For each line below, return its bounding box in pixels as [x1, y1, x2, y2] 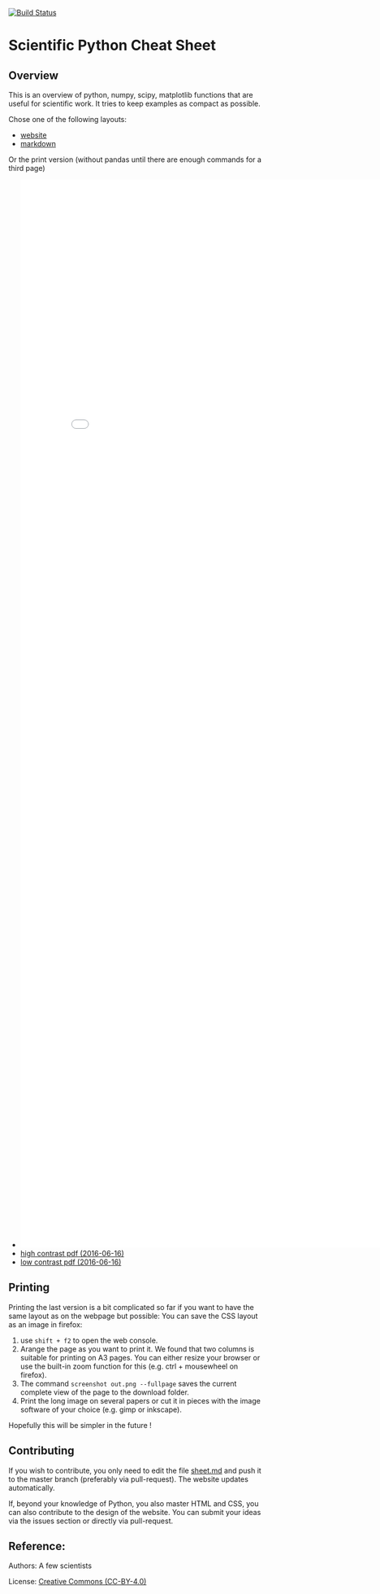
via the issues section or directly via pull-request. [8, 1516, 174, 1526]
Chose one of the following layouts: [8, 115, 127, 124]
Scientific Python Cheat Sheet [8, 37, 217, 55]
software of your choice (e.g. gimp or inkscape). [19, 1404, 183, 1414]
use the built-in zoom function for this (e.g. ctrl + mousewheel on [19, 1361, 239, 1371]
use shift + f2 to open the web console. [19, 1335, 158, 1345]
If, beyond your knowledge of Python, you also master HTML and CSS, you [8, 1498, 259, 1509]
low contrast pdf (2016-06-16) [19, 1257, 122, 1267]
